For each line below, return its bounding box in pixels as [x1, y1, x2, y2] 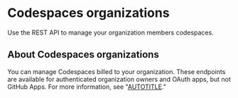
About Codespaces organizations [7, 49, 160, 61]
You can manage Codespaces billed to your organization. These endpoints [7, 67, 226, 75]
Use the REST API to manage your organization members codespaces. [7, 28, 215, 37]
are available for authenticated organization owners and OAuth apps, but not [7, 75, 231, 83]
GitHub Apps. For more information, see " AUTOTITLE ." [7, 82, 167, 91]
